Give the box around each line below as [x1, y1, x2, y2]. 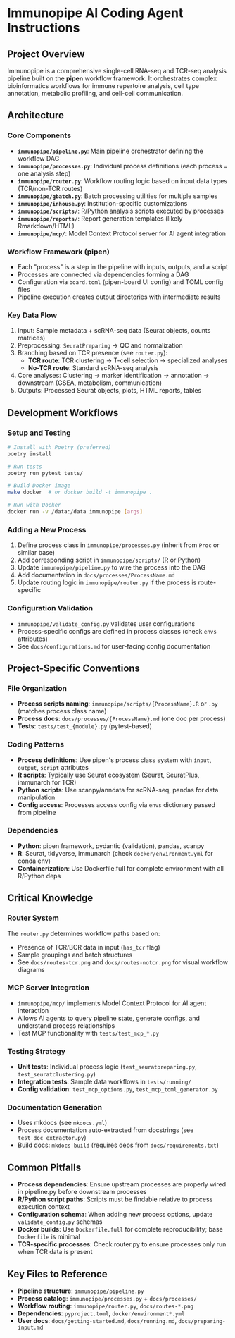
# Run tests [7, 463, 42, 470]
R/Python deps [17, 871, 61, 880]
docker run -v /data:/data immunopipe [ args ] [7, 508, 143, 515]
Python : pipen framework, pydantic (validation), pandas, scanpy [17, 841, 205, 850]
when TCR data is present [17, 1248, 93, 1256]
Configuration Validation [7, 603, 94, 613]
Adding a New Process [7, 524, 87, 534]
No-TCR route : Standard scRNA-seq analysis [27, 364, 159, 372]
